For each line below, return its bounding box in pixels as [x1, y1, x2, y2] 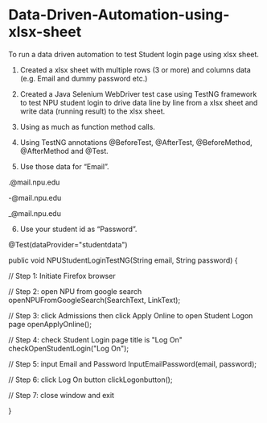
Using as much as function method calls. [19, 122, 155, 131]
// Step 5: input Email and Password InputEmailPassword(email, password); [8, 359, 257, 368]
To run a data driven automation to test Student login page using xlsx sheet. [8, 49, 260, 59]
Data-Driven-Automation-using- [8, 6, 230, 24]
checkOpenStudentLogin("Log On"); [8, 343, 129, 353]
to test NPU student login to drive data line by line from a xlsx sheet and [19, 97, 258, 107]
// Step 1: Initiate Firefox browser [8, 271, 116, 280]
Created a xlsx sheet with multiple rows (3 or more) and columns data [19, 64, 251, 74]
